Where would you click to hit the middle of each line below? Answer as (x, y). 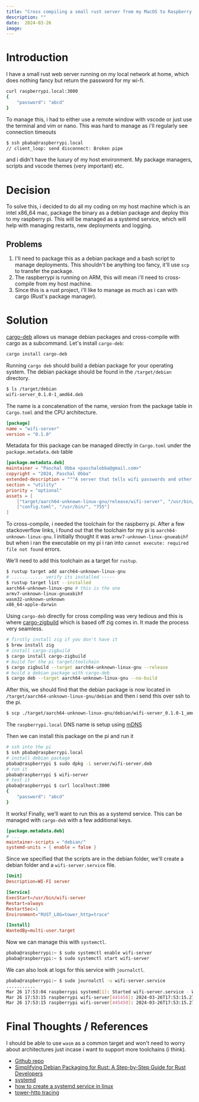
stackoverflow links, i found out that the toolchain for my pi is (81, 530)
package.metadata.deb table (39, 452)
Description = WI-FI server (38, 882)
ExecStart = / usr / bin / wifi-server (46, 898)
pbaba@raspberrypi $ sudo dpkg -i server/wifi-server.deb (79, 764)
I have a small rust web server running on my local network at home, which (98, 74)
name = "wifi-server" (33, 429)
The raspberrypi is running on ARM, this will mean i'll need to (89, 278)
